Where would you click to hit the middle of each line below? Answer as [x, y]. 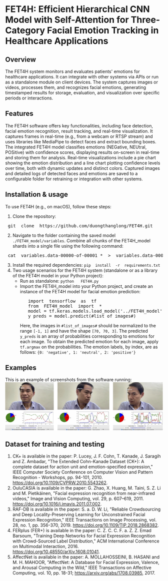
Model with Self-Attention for [67, 20]
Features [19, 114]
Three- [145, 20]
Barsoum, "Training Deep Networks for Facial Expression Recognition [84, 536]
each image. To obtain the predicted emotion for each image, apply [89, 341]
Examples [21, 368]
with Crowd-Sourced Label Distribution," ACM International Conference [86, 541]
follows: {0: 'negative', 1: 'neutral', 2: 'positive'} [78, 352]
